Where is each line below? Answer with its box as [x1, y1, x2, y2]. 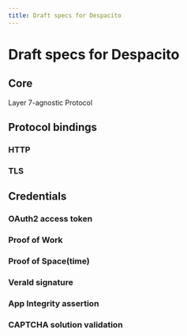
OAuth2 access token [8, 214, 93, 225]
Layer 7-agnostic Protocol [8, 98, 93, 107]
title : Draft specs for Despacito [8, 11, 122, 20]
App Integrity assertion [8, 297, 99, 308]
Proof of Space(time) [8, 256, 91, 267]
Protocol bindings [8, 121, 97, 134]
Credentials [8, 190, 67, 203]
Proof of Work [8, 234, 63, 245]
